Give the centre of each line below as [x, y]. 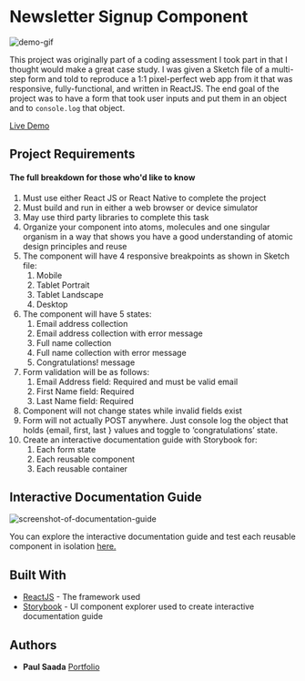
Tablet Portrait [63, 285]
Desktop [52, 304]
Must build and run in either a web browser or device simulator [140, 208]
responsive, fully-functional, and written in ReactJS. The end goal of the [144, 88]
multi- [283, 69]
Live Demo [30, 126]
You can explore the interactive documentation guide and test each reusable [152, 537]
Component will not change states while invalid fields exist [132, 411]
